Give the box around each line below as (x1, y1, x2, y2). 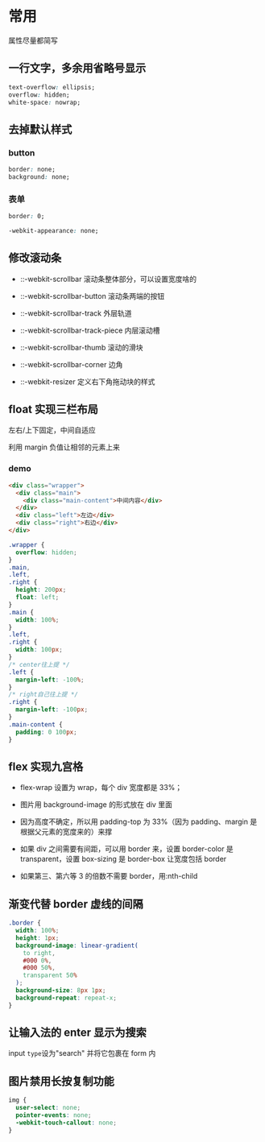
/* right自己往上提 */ (8, 690, 79, 699)
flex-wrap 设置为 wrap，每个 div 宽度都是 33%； (19, 783, 183, 792)
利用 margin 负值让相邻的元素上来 (8, 442, 121, 452)
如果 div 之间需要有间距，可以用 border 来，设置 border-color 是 (19, 844, 234, 854)
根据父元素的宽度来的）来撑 (19, 827, 113, 837)
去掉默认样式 (8, 122, 72, 136)
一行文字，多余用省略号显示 (8, 61, 147, 75)
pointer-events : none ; (15, 1111, 92, 1119)
